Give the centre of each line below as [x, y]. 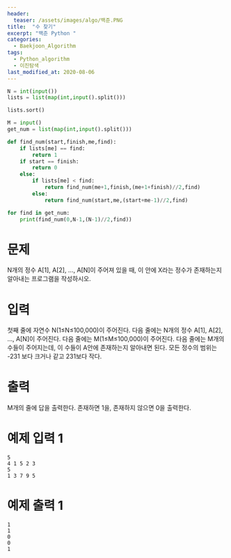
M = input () [24, 123]
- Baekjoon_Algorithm [45, 46]
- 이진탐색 [26, 66]
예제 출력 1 [35, 506]
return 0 [45, 168]
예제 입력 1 [35, 438]
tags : [15, 53]
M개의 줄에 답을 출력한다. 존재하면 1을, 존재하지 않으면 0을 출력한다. [99, 408]
